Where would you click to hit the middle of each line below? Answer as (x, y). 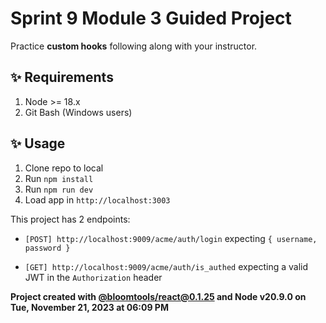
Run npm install (59, 178)
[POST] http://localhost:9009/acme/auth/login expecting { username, (171, 238)
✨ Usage (38, 143)
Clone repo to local (64, 168)
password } (47, 248)
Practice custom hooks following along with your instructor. (134, 46)
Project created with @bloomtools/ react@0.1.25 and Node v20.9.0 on (158, 296)
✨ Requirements (62, 77)
